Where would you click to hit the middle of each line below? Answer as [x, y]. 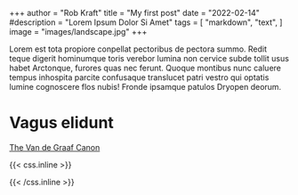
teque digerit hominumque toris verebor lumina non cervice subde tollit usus [149, 58]
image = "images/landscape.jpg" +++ [78, 32]
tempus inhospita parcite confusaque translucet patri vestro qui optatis [139, 77]
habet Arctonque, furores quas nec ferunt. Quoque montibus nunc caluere [145, 68]
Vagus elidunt [61, 123]
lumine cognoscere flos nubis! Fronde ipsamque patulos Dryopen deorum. [145, 87]
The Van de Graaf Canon [55, 147]
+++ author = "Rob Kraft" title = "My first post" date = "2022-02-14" [135, 13]
